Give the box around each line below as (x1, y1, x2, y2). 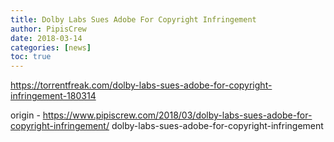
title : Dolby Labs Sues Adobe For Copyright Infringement (10, 14, 257, 25)
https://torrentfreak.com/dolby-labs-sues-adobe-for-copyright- (10, 79, 273, 91)
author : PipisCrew (10, 24, 87, 34)
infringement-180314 (10, 90, 97, 102)
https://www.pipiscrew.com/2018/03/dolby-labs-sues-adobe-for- (42, 109, 313, 121)
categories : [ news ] (10, 42, 92, 53)
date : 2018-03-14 (10, 33, 83, 43)
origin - (10, 109, 41, 121)
